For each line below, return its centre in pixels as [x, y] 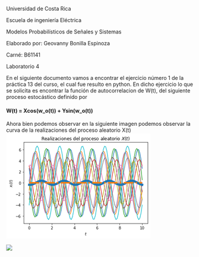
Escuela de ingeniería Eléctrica [44, 20]
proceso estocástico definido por [47, 97]
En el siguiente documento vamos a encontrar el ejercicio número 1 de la [95, 78]
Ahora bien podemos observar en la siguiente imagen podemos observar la [99, 124]
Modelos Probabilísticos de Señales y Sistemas [64, 32]
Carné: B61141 [23, 55]
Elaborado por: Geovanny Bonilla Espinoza [58, 43]
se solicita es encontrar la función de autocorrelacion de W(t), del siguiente [98, 91]
